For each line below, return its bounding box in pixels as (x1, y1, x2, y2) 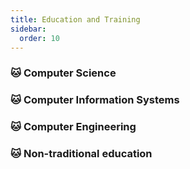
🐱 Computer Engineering (10, 120, 137, 134)
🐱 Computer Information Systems (10, 93, 180, 107)
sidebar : (10, 24, 47, 34)
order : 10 (19, 33, 60, 43)
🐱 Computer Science (10, 66, 117, 80)
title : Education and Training (10, 14, 141, 25)
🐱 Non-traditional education (10, 147, 153, 161)
